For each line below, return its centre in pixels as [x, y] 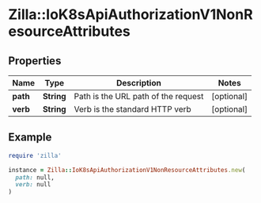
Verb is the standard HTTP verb [132, 109]
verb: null [33, 185]
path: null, [35, 177]
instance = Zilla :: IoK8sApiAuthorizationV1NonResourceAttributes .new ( [127, 170]
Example [30, 138]
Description [139, 83]
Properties [35, 61]
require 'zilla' [35, 155]
